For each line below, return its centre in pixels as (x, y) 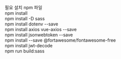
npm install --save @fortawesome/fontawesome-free (60, 40)
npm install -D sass (25, 19)
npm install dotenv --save (32, 24)
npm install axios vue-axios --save (41, 29)
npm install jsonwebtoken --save (39, 35)
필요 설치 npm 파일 (24, 7)
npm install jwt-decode (29, 46)
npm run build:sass (25, 51)
